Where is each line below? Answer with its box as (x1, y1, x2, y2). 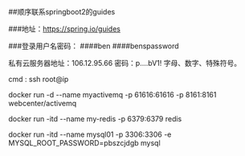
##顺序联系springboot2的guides (8, 7, 116, 16)
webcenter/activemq (8, 99, 77, 108)
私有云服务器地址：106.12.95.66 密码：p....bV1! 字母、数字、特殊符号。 (8, 59, 242, 68)
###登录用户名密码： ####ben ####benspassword (8, 41, 179, 51)
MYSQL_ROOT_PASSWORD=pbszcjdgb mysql (8, 138, 161, 147)
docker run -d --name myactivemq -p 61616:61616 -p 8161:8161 (8, 90, 217, 99)
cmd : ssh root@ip (8, 75, 69, 84)
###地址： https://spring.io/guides (8, 24, 120, 34)
